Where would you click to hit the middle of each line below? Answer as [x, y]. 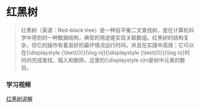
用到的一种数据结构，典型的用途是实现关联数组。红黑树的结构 [107, 37]
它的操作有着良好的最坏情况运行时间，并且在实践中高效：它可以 [116, 45]
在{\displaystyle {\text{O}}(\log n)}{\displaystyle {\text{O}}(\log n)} [103, 52]
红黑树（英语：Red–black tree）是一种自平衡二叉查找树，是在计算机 [105, 30]
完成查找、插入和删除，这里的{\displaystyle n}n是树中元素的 [106, 60]
